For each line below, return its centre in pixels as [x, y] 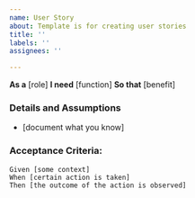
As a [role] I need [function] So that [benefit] [93, 85]
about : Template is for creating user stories [98, 26]
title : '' [28, 34]
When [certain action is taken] [70, 177]
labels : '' [30, 43]
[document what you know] [73, 128]
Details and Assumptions [65, 108]
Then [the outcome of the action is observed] [98, 185]
